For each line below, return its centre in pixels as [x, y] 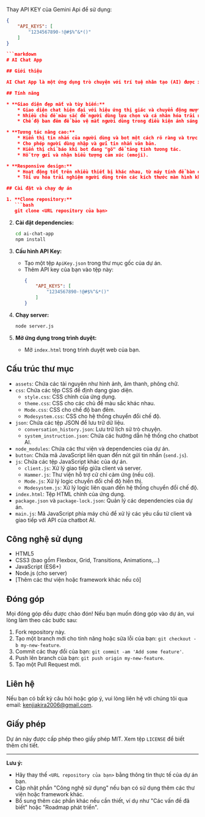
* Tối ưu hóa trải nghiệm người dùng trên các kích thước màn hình [105, 177]
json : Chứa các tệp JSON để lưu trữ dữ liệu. [70, 422]
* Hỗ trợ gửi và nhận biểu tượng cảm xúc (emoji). [83, 155]
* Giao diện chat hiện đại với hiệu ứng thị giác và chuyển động [102, 110]
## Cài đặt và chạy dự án [39, 189]
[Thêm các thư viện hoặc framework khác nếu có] [78, 580]
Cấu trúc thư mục [40, 369]
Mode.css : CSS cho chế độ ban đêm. [70, 409]
